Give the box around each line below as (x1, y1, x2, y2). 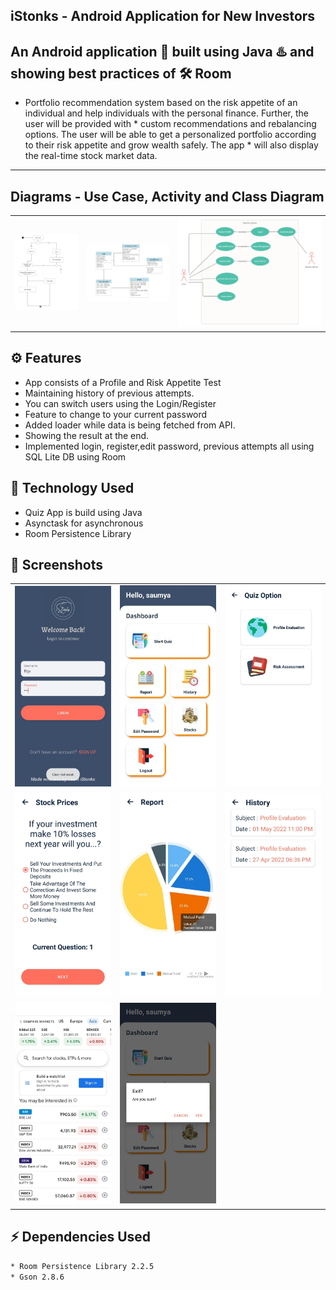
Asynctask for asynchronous (24, 517, 144, 529)
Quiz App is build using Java (24, 506, 143, 518)
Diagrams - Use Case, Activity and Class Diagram (10, 188, 325, 205)
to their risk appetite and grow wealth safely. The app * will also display (24, 139, 319, 151)
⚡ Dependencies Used (10, 1229, 152, 1246)
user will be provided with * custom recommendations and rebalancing (24, 118, 317, 130)
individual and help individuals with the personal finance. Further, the (24, 107, 309, 119)
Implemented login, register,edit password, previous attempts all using (24, 440, 315, 452)
